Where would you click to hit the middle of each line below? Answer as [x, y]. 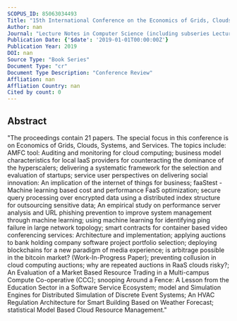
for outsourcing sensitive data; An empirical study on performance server [114, 205]
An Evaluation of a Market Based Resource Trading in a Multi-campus [108, 272]
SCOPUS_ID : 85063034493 [42, 14]
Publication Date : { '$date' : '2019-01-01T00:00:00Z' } [88, 40]
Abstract [27, 121]
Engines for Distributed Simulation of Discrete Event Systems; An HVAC [111, 295]
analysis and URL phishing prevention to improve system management [110, 213]
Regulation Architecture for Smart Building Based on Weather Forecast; [110, 302]
